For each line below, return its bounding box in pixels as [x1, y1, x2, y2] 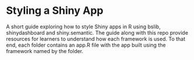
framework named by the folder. [6, 47, 84, 54]
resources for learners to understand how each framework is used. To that [6, 35, 186, 42]
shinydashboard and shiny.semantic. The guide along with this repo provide [6, 29, 189, 36]
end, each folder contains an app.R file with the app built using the [6, 42, 166, 48]
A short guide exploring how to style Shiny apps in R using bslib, [6, 23, 161, 30]
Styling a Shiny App [6, 4, 103, 17]
